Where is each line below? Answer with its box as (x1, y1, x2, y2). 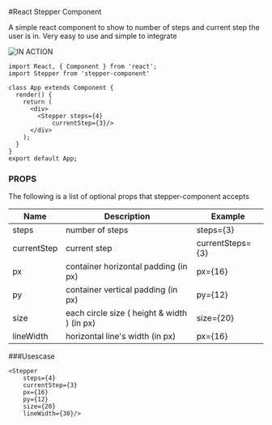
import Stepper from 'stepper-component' (8, 70, 151, 78)
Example (210, 210, 245, 222)
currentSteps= (196, 238, 252, 249)
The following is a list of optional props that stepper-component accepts (8, 192, 249, 202)
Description (104, 210, 151, 222)
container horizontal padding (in (66, 261, 188, 272)
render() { (15, 91, 53, 99)
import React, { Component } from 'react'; (8, 62, 158, 70)
